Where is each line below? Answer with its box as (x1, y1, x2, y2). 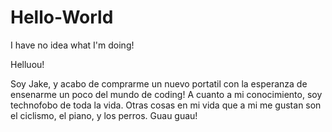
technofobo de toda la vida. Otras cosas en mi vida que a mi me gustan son (10, 99, 322, 111)
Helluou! (10, 58, 45, 70)
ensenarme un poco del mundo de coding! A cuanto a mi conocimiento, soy (10, 88, 323, 100)
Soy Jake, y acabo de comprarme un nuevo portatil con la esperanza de (10, 77, 308, 90)
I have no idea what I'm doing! (10, 39, 135, 51)
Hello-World (10, 6, 114, 29)
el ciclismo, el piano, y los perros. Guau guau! (10, 109, 198, 121)
